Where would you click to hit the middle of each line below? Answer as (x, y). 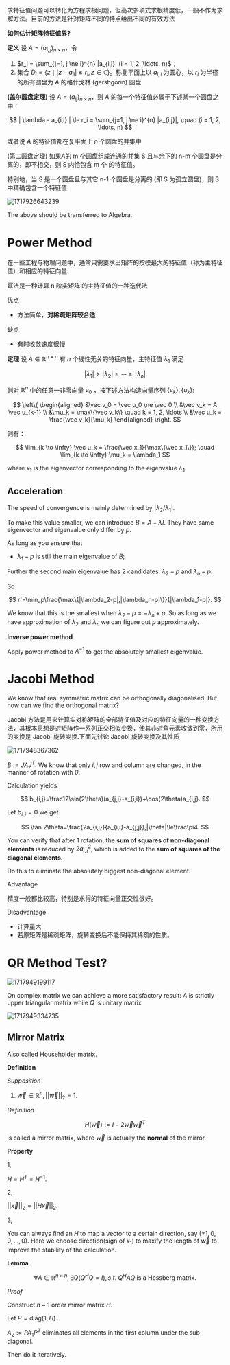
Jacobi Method (51, 679)
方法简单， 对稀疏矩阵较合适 (56, 315)
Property (20, 1151)
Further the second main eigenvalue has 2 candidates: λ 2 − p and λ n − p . (110, 572)
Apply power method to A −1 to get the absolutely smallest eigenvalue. (105, 651)
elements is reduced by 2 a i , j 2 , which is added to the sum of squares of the (114, 849)
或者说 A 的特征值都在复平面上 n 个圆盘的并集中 (74, 141)
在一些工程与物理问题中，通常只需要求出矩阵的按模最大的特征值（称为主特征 (115, 262)
